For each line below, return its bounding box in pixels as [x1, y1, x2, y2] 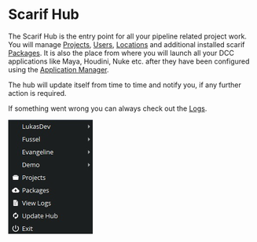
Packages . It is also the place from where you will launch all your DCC [8, 48, 234, 57]
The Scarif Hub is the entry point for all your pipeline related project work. [8, 31, 248, 41]
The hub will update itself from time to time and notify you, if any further [8, 80, 242, 90]
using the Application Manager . [8, 64, 109, 74]
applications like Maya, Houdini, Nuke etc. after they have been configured [8, 57, 250, 66]
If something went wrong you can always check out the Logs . [8, 104, 207, 113]
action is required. [8, 88, 67, 97]
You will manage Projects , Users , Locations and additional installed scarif [8, 39, 245, 49]
